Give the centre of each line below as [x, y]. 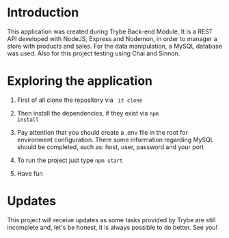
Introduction [43, 13]
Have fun [30, 173]
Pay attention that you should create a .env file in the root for [102, 132]
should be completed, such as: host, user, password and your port [110, 147]
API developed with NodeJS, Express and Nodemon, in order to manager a [112, 38]
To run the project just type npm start [70, 160]
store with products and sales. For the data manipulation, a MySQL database [115, 46]
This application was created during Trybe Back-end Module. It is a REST [110, 31]
